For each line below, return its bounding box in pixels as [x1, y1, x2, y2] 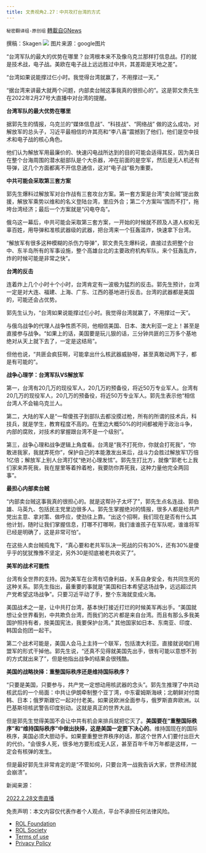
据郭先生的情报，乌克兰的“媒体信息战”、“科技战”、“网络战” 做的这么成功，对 [6, 120, 199, 128]
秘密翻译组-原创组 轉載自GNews [6, 26, 82, 34]
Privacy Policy [15, 839, 51, 847]
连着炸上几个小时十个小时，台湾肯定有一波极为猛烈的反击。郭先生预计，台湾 [6, 280, 200, 288]
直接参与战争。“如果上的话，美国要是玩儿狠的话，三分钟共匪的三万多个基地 [6, 330, 197, 337]
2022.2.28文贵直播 [6, 794, 55, 801]
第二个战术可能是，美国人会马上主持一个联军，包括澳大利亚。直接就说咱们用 [6, 639, 200, 647]
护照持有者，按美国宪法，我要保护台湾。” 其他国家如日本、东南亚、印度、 [11, 619, 196, 626]
